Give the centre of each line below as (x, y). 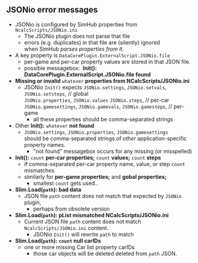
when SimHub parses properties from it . (74, 49)
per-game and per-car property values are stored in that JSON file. (107, 61)
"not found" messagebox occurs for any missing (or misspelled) (113, 151)
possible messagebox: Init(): (60, 68)
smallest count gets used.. (65, 183)
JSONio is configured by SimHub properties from (76, 24)
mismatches (39, 170)
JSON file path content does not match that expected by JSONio (103, 196)
